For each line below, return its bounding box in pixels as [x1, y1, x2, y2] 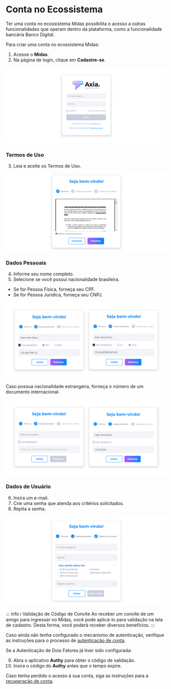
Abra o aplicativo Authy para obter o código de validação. [13, 657, 136, 663]
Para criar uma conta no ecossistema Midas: [6, 41, 100, 47]
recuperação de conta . [6, 678, 54, 684]
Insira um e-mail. [13, 495, 49, 501]
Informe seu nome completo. [13, 271, 75, 277]
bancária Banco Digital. [6, 31, 55, 37]
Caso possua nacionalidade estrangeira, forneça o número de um [6, 383, 144, 389]
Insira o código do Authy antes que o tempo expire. [13, 663, 122, 669]
